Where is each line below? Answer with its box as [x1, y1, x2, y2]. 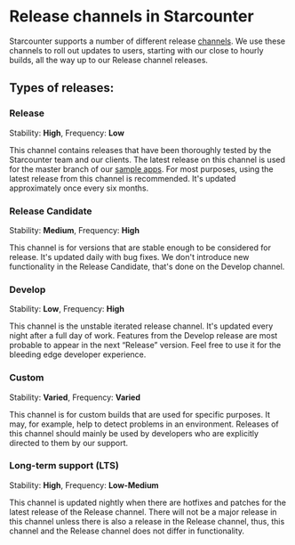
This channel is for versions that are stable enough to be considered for [9, 242, 271, 253]
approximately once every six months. [9, 183, 149, 193]
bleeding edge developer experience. [9, 349, 147, 360]
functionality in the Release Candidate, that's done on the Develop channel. [9, 261, 285, 272]
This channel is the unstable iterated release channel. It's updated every [9, 321, 274, 331]
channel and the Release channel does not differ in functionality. [9, 525, 245, 536]
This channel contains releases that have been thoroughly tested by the [9, 144, 272, 155]
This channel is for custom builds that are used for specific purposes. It [9, 409, 271, 419]
